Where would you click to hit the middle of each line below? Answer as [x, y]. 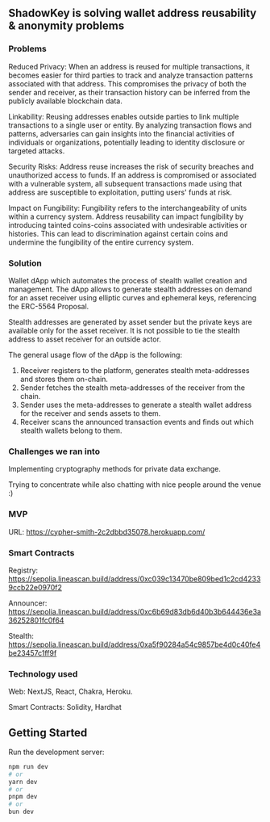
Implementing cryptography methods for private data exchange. [115, 469]
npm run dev [28, 766]
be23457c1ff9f [33, 652]
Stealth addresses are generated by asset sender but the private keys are [130, 321]
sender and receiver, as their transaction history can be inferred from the [129, 92]
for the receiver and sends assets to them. [90, 413]
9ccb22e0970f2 [35, 587]
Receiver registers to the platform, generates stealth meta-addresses [135, 370]
